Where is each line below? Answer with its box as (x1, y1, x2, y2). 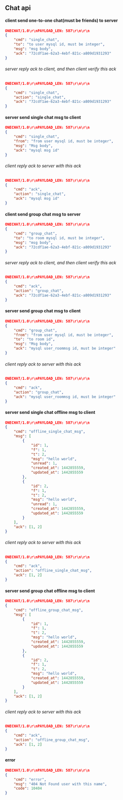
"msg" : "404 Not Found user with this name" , (14, 781, 108, 786)
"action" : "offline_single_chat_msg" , (14, 568, 92, 573)
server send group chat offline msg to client (5, 587, 95, 594)
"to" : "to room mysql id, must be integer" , (14, 235, 105, 240)
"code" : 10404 (14, 786, 42, 791)
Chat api (5, 4, 31, 12)
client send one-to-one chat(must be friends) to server (5, 17, 118, 23)
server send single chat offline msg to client (5, 409, 95, 415)
